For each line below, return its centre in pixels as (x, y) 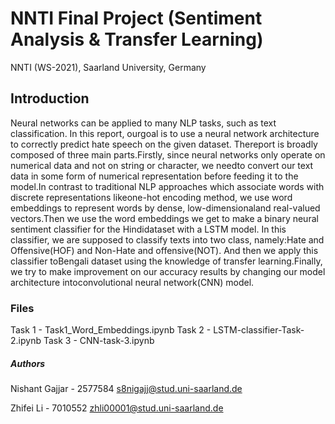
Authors (28, 363)
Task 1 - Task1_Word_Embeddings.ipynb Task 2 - (111, 330)
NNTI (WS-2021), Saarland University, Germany (108, 67)
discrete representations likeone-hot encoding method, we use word (151, 197)
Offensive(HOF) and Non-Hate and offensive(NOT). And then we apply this (164, 250)
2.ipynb (26, 341)
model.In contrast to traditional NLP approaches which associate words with (167, 186)
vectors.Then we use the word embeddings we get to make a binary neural (164, 218)
